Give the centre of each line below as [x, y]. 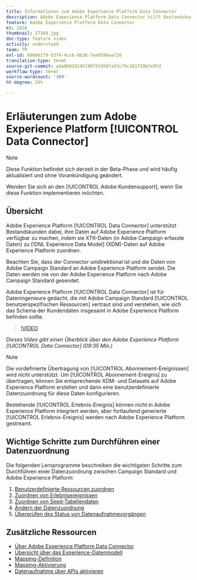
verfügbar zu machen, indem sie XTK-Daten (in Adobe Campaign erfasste [95, 238]
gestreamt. [19, 423]
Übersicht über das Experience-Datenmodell [69, 552]
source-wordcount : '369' [36, 77]
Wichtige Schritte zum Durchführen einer [83, 442]
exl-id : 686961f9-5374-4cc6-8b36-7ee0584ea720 [64, 55]
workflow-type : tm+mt [33, 72]
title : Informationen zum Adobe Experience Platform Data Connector [91, 11]
